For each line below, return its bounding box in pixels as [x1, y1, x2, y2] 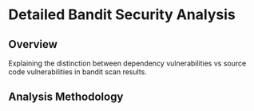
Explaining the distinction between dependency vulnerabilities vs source [8, 58, 247, 68]
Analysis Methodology [8, 90, 124, 104]
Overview [8, 38, 58, 51]
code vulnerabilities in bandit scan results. [8, 67, 148, 77]
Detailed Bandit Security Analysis [8, 6, 236, 24]
